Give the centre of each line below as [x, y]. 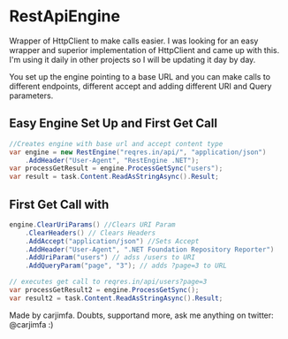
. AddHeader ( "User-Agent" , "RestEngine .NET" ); [112, 160]
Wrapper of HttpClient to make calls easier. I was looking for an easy [134, 41]
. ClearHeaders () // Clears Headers [91, 233]
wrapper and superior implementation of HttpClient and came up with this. [144, 50]
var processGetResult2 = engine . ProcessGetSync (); [104, 290]
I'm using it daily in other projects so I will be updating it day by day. [133, 59]
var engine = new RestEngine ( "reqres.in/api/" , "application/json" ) [138, 152]
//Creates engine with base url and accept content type [116, 143]
